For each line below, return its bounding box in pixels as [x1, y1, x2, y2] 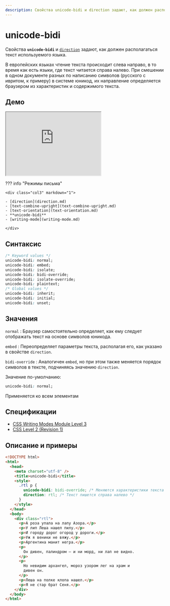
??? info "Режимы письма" [5, 180, 62, 187]
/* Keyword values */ [5, 253, 51, 258]
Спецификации [5, 407, 57, 416]
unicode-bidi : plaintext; [5, 282, 60, 287]
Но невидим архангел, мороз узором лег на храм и [23, 563, 130, 568]
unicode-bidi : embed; [5, 262, 51, 267]
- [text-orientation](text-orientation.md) [5, 208, 99, 214]
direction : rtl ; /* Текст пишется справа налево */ [23, 493, 135, 498]
